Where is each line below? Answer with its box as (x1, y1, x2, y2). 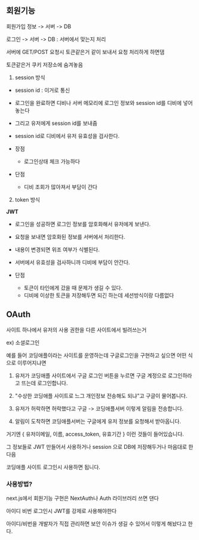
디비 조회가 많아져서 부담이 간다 (23, 183, 97, 190)
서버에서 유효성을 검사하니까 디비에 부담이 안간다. (14, 259, 130, 266)
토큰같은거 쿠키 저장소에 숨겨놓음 (6, 61, 84, 68)
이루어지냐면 (17, 359, 47, 366)
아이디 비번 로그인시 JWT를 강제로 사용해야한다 (6, 507, 117, 514)
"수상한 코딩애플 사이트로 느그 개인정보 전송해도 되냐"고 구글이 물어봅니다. (14, 392, 188, 399)
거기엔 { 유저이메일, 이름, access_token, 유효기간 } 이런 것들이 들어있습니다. (6, 430, 184, 437)
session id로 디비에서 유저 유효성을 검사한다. (14, 132, 120, 139)
